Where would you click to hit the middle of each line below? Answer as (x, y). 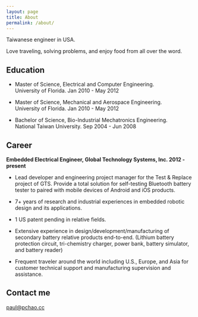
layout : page (22, 12)
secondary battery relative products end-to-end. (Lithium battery (94, 237)
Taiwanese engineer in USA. (41, 40)
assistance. (29, 274)
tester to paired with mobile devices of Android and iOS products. (95, 190)
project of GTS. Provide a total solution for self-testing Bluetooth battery (103, 184)
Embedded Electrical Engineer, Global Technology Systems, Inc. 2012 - (96, 159)
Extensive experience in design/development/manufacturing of (92, 231)
